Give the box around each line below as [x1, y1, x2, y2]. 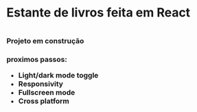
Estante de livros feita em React [6, 5, 191, 21]
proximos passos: [6, 55, 68, 65]
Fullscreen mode [18, 87, 76, 97]
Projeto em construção [6, 36, 84, 46]
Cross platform [18, 96, 70, 106]
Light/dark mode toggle [18, 70, 99, 80]
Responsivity [18, 79, 63, 89]
